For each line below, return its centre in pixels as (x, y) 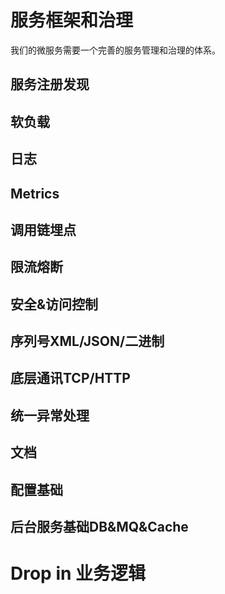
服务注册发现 (50, 84)
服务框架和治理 (72, 20)
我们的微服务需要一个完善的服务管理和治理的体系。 (115, 50)
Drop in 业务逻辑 (78, 573)
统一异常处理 (50, 415)
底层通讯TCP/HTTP (70, 378)
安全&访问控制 (54, 304)
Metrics (35, 193)
